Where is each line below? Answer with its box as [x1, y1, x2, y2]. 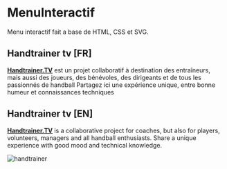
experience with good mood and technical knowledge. [7, 141, 163, 149]
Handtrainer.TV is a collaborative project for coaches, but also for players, [7, 126, 220, 135]
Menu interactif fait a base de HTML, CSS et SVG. [7, 28, 149, 36]
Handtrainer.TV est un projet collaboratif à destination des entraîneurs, [7, 66, 211, 74]
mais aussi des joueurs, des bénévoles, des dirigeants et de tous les [7, 73, 202, 81]
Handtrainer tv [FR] [7, 48, 92, 59]
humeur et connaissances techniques [7, 88, 114, 96]
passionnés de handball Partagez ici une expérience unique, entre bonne [7, 81, 216, 89]
